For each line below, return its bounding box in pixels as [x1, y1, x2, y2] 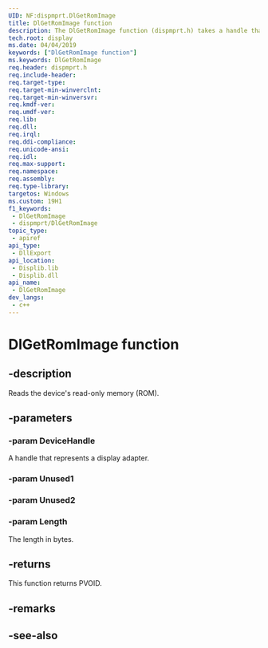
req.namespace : [8, 168, 59, 176]
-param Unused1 [8, 473, 74, 484]
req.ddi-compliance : [8, 137, 77, 146]
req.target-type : [8, 78, 66, 86]
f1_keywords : [8, 204, 52, 212]
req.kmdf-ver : [8, 101, 56, 109]
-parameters [8, 412, 73, 425]
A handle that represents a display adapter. [8, 453, 150, 463]
